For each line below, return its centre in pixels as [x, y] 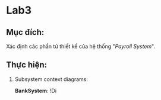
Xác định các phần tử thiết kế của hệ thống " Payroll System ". [81, 46]
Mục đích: [25, 32]
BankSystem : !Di [36, 91]
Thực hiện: [27, 65]
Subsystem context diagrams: [51, 79]
